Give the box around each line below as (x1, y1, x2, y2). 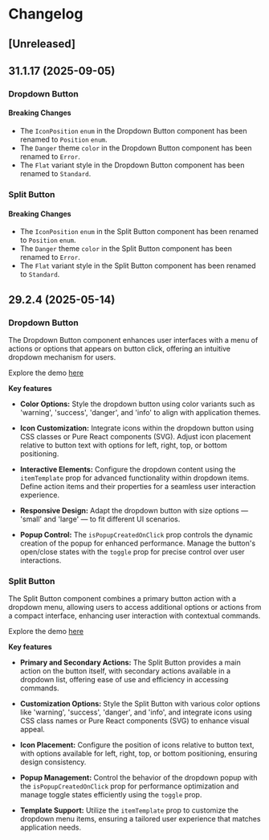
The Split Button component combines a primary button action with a (8, 594, 237, 603)
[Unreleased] (8, 37, 76, 51)
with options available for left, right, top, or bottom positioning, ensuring (19, 749, 258, 759)
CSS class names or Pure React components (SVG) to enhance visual (19, 716, 250, 726)
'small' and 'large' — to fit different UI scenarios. (19, 514, 181, 524)
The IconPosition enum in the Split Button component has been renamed (19, 227, 259, 237)
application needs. (19, 822, 82, 833)
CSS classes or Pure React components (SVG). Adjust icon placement (19, 431, 251, 441)
